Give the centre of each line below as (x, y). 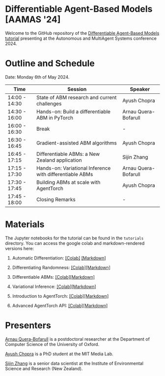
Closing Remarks (56, 199)
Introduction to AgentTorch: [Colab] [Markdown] (60, 296)
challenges (49, 103)
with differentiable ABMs (65, 174)
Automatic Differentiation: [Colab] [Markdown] (59, 258)
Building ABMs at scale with (68, 182)
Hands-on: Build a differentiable (73, 112)
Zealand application (59, 160)
